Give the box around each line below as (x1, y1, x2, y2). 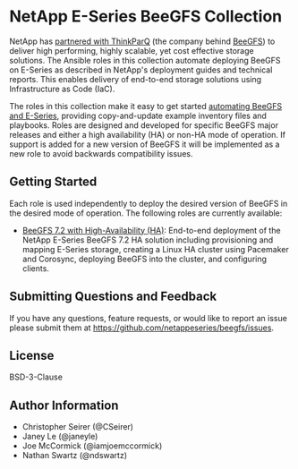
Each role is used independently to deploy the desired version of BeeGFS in (9, 198, 288, 209)
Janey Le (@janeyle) (21, 431, 98, 442)
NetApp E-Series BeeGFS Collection (9, 6, 283, 27)
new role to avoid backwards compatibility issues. (9, 148, 193, 158)
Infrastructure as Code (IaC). (9, 83, 115, 94)
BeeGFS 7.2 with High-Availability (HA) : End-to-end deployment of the (21, 225, 281, 235)
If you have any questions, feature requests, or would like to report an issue (9, 312, 288, 323)
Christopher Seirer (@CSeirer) (21, 422, 134, 432)
